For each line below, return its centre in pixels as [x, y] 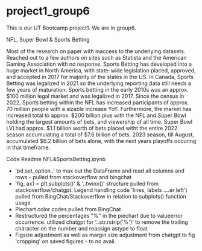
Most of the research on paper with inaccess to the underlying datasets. [96, 51]
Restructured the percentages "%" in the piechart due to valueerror [99, 215]
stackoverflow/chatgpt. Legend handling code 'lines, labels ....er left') [101, 190]
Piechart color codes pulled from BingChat [68, 209]
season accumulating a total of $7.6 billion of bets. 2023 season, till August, [100, 135]
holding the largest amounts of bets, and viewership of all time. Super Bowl [99, 121]
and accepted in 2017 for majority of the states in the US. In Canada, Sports [100, 77]
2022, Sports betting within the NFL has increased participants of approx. [98, 102]
